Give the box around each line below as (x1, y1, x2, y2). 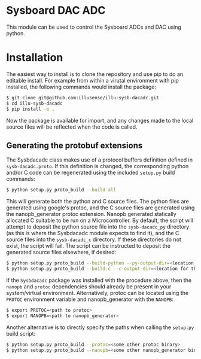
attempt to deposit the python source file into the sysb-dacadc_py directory (6, 223, 190, 230)
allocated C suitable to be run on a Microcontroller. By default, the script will (6, 217, 193, 224)
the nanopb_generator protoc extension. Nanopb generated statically (6, 211, 176, 218)
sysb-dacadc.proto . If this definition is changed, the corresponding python (6, 163, 189, 170)
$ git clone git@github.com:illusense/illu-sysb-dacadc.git (6, 95, 160, 101)
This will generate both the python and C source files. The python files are (6, 198, 190, 205)
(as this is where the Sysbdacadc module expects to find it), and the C (6, 230, 179, 237)
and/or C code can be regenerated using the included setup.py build (6, 169, 175, 177)
